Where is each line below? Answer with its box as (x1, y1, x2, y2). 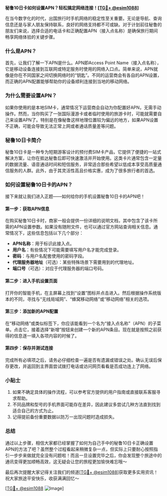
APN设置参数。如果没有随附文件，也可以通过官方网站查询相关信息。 (13, 224, 154, 230)
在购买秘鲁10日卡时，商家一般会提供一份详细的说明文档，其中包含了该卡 (5, 218, 154, 224)
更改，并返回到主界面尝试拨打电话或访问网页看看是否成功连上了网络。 (9, 363, 153, 369)
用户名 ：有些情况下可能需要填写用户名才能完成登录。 (12, 247, 122, 253)
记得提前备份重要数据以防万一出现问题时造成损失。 (12, 414, 117, 420)
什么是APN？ (5, 47, 37, 54)
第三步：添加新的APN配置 (5, 308, 59, 315)
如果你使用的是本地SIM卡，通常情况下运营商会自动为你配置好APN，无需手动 (5, 104, 162, 110)
